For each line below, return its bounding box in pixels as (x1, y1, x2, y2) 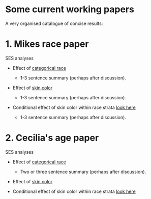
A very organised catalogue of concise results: (5, 20, 103, 26)
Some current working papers (5, 4, 135, 15)
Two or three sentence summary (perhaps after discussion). (20, 168, 146, 175)
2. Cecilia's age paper (5, 132, 99, 144)
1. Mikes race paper (5, 38, 89, 50)
